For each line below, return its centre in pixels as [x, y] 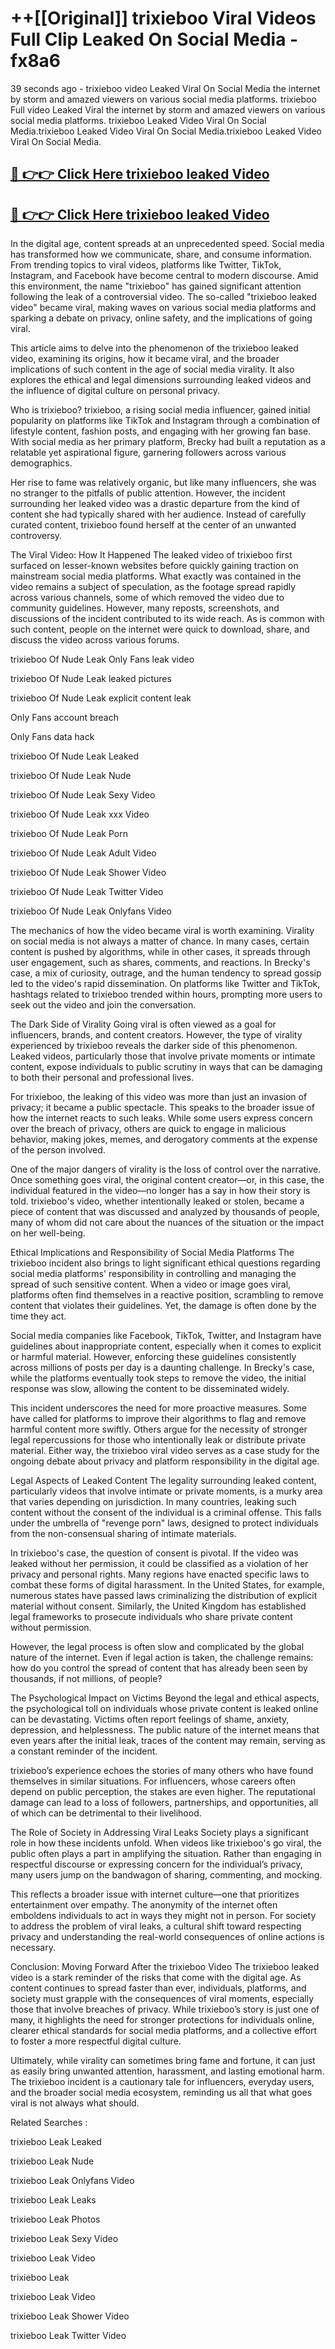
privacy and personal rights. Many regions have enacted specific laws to [160, 1574]
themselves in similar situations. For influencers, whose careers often [153, 1781]
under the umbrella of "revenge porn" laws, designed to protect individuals [164, 1523]
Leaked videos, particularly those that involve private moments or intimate [163, 1056]
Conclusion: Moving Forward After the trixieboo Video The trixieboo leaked [165, 1967]
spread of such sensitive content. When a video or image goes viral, [151, 1284]
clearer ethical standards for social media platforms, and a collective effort [163, 2031]
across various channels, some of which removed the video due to [147, 598]
